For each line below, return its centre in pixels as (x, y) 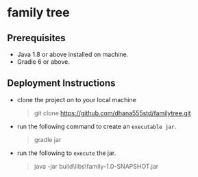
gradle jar (48, 139)
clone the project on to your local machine (77, 99)
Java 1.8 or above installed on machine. (73, 54)
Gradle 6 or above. (44, 62)
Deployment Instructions (61, 83)
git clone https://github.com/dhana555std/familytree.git (112, 113)
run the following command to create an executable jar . (97, 126)
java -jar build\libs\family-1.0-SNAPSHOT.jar (96, 166)
